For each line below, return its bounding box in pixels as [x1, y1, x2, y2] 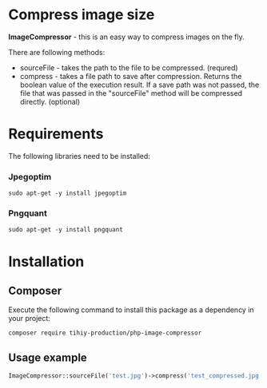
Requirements [8, 125, 104, 143]
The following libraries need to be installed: [8, 151, 150, 160]
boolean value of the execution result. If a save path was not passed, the [19, 80, 260, 89]
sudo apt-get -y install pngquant [8, 226, 124, 234]
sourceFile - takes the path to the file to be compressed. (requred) [19, 62, 238, 73]
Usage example [8, 350, 88, 364]
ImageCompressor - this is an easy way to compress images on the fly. [8, 32, 245, 42]
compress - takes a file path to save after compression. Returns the [19, 71, 242, 81]
